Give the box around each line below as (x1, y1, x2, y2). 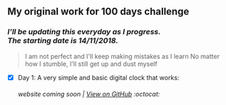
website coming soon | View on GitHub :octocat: (17, 90, 160, 99)
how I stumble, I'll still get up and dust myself (24, 60, 158, 68)
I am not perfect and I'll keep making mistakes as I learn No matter (24, 52, 220, 60)
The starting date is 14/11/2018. (7, 35, 119, 45)
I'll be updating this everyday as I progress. (7, 27, 161, 37)
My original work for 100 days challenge (7, 6, 190, 18)
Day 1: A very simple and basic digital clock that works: (17, 73, 180, 82)
